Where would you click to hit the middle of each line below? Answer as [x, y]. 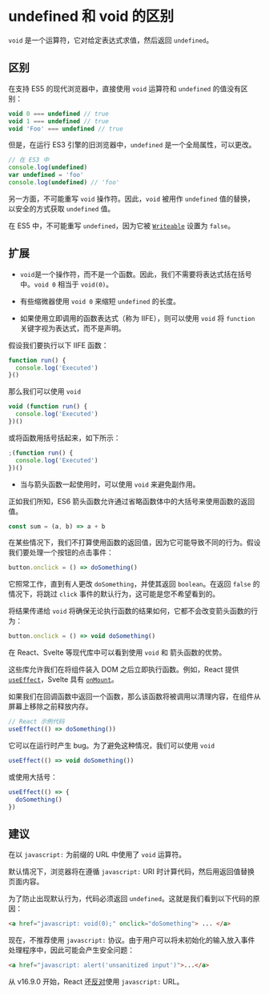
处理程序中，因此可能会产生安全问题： [71, 950]
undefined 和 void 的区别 [91, 16]
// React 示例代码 [36, 722]
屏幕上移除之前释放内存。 [50, 707]
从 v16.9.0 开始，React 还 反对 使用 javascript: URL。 [96, 982]
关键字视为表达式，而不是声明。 [72, 328]
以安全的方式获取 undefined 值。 [62, 208]
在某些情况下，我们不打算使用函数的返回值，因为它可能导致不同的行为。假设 [134, 543]
